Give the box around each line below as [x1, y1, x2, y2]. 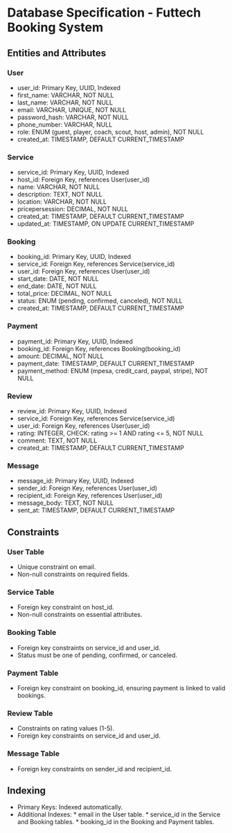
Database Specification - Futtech [7, 5, 202, 21]
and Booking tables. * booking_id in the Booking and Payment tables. [17, 818, 215, 826]
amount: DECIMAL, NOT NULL [17, 352, 104, 360]
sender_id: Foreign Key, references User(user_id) [17, 484, 158, 492]
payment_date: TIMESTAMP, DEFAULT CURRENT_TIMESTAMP [17, 359, 195, 368]
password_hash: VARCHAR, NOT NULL [17, 113, 130, 121]
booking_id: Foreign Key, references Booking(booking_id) [17, 344, 181, 352]
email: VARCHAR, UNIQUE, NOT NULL [17, 105, 127, 114]
